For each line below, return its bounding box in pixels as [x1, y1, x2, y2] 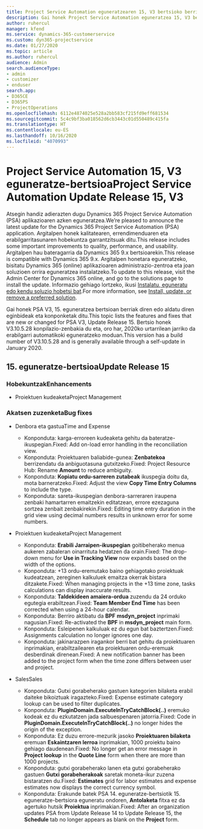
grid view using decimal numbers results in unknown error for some [24, 511, 193, 518]
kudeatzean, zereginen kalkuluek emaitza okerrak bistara [24, 573, 167, 581]
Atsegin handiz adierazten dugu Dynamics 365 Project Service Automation [6, 210, 192, 217]
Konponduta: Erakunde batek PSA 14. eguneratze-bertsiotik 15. [24, 790, 181, 797]
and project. [24, 664, 54, 671]
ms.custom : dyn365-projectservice [6, 37, 94, 43]
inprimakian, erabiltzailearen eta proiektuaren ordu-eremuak [24, 644, 174, 652]
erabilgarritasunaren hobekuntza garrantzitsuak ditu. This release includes [6, 236, 190, 243]
